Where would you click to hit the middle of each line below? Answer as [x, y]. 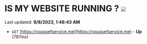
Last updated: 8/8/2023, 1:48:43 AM [42, 22]
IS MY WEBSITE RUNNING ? [62, 9]
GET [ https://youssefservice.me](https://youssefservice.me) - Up [77, 31]
